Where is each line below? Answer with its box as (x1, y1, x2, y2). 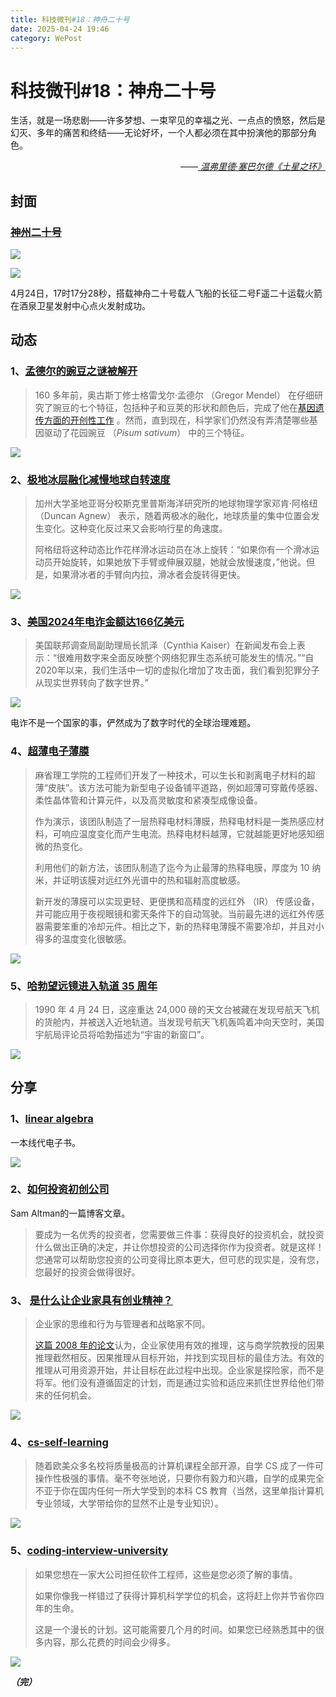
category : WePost (10, 33, 83, 43)
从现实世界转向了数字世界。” (34, 677, 149, 689)
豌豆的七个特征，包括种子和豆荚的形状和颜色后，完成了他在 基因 (52, 401, 316, 413)
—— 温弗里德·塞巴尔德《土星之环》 (180, 161, 326, 173)
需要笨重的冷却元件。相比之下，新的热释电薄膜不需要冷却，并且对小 (43, 920, 325, 932)
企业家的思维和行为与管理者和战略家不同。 (34, 1318, 211, 1330)
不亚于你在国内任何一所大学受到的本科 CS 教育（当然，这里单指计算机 (34, 1485, 324, 1497)
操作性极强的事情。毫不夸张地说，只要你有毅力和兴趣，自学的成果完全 (34, 1472, 325, 1485)
